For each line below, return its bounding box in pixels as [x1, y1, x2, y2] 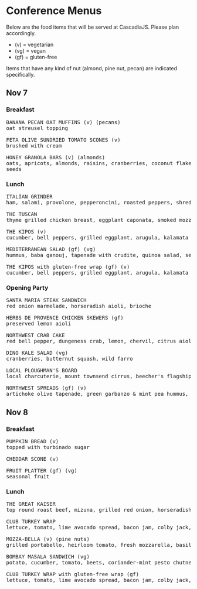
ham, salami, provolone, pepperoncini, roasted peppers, [6, 199, 174, 206]
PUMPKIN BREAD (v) [6, 438, 59, 444]
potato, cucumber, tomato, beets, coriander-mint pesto [6, 559, 170, 566]
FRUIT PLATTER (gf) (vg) [6, 467, 77, 474]
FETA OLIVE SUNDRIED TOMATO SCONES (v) [6, 136, 121, 143]
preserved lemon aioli [6, 320, 72, 327]
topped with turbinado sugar [6, 444, 90, 450]
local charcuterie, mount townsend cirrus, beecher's [6, 373, 164, 380]
